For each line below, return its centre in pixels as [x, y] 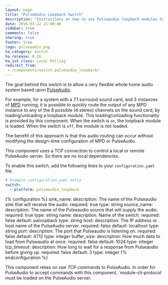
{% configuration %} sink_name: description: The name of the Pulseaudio [81, 199]
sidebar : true [20, 28]
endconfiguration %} [27, 257]
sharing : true [20, 38]
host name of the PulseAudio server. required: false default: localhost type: [82, 225]
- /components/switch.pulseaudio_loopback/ [53, 70]
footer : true [19, 42]
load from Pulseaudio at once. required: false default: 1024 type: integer [79, 241]
